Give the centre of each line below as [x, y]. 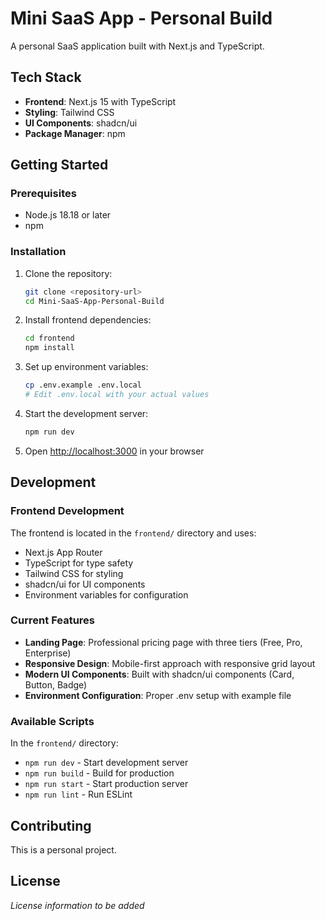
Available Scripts [52, 721]
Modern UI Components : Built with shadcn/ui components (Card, [159, 674]
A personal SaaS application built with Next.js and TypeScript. [137, 46]
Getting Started [59, 165]
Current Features [53, 620]
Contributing [51, 825]
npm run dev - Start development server [106, 763]
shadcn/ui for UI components [85, 584]
